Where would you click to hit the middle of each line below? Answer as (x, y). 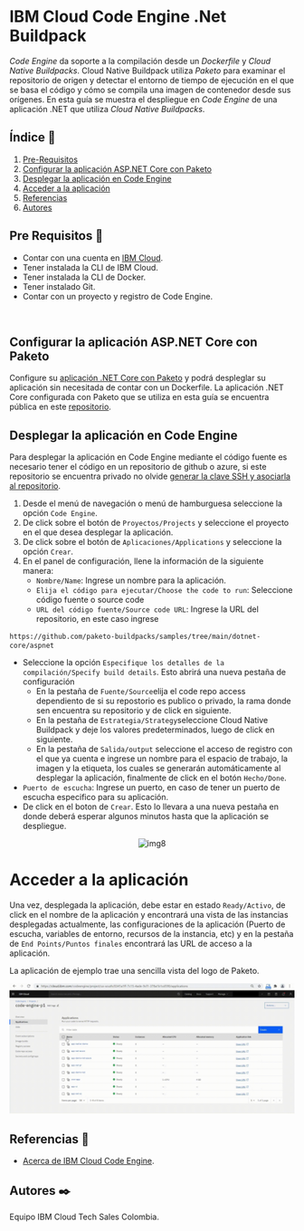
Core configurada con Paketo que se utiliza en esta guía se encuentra (139, 397)
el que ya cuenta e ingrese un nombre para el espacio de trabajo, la (161, 759)
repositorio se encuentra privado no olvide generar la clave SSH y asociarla (150, 476)
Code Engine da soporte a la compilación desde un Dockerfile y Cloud (140, 61)
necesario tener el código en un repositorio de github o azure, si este (138, 467)
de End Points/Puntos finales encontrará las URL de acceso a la (131, 944)
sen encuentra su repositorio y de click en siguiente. (134, 711)
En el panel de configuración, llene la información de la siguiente (143, 561)
